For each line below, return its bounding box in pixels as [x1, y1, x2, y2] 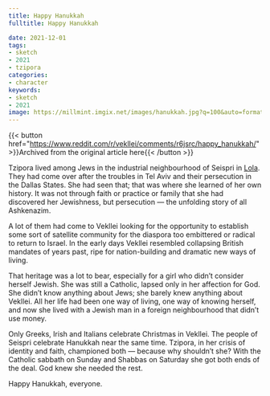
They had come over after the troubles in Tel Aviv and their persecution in [8, 172, 252, 182]
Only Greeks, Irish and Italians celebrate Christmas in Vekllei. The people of [8, 329, 259, 339]
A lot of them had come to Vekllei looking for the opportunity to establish [8, 222, 249, 231]
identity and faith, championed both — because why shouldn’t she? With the [8, 346, 261, 356]
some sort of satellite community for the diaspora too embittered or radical [8, 230, 256, 239]
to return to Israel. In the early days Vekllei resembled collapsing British [8, 239, 243, 248]
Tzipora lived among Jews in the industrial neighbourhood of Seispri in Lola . [8, 163, 260, 173]
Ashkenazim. [8, 206, 51, 215]
